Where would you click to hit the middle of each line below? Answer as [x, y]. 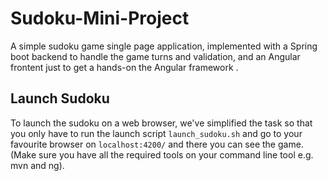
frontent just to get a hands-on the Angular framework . [124, 67]
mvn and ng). [37, 165]
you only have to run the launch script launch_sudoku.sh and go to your [156, 133]
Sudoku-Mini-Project [100, 18]
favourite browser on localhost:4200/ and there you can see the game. [157, 144]
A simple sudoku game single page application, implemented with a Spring [164, 46]
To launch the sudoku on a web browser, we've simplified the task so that [161, 123]
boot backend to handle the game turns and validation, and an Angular [155, 56]
